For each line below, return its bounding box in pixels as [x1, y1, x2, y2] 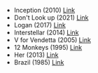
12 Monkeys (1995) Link [13, 44, 83, 51]
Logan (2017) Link [13, 21, 66, 29]
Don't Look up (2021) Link [13, 13, 89, 22]
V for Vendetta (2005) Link [13, 36, 91, 44]
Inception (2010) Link [13, 6, 76, 14]
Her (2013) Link [13, 51, 59, 59]
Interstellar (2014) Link [13, 28, 79, 36]
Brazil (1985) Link [13, 58, 64, 66]
